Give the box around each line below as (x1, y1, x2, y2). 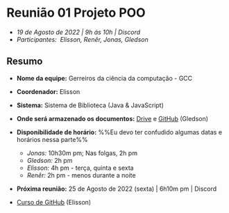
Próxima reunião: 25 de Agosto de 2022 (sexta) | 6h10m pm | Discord (16, 184, 217, 193)
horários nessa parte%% (16, 135, 88, 143)
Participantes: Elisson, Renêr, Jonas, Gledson (16, 35, 149, 43)
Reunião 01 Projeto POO (6, 5, 146, 21)
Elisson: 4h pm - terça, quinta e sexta (26, 164, 134, 172)
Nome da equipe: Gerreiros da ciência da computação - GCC (16, 74, 193, 82)
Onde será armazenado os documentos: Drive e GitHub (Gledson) (16, 114, 209, 123)
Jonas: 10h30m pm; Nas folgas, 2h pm (26, 148, 138, 157)
